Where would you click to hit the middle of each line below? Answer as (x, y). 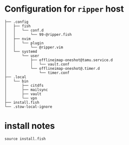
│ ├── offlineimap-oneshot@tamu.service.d (59, 60)
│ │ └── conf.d (24, 30)
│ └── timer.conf (37, 73)
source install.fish (25, 139)
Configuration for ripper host (64, 9)
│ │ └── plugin (24, 43)
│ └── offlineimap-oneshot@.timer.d (52, 68)
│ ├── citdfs (24, 85)
